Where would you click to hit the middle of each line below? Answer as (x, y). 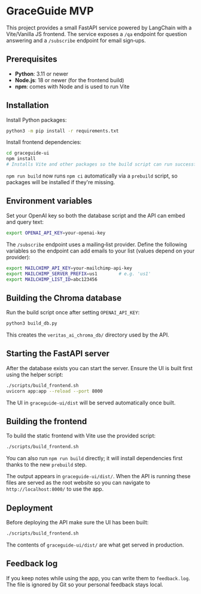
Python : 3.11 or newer (42, 74)
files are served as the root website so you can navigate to (78, 483)
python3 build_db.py (32, 323)
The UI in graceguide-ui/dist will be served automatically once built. (91, 403)
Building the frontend (47, 421)
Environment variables (49, 201)
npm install (21, 159)
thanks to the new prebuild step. (47, 465)
